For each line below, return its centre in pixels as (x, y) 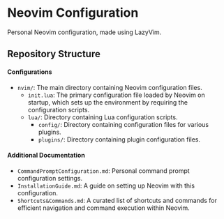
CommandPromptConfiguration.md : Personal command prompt (103, 171)
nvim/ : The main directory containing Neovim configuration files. (110, 87)
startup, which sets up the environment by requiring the (108, 102)
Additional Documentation (46, 156)
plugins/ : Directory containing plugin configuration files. (119, 139)
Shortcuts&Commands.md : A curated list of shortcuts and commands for (117, 200)
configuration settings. (50, 178)
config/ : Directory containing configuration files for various (124, 124)
